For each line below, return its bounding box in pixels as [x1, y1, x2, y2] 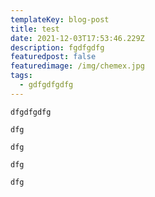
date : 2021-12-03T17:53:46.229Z [10, 33, 145, 43]
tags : [10, 71, 33, 81]
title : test [10, 24, 60, 34]
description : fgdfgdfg [10, 42, 105, 53]
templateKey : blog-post [10, 14, 110, 25]
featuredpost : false [10, 52, 97, 62]
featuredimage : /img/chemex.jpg [10, 61, 145, 71]
